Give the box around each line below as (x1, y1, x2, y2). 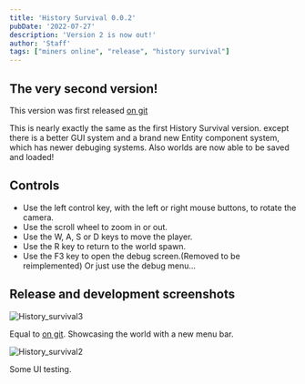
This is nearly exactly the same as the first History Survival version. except (9, 122, 290, 133)
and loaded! (9, 151, 55, 162)
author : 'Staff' (9, 38, 71, 48)
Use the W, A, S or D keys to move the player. (22, 231, 193, 242)
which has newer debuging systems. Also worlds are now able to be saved (9, 142, 290, 153)
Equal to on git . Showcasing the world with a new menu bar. (9, 328, 234, 339)
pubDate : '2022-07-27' (9, 22, 96, 31)
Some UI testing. (9, 363, 72, 374)
